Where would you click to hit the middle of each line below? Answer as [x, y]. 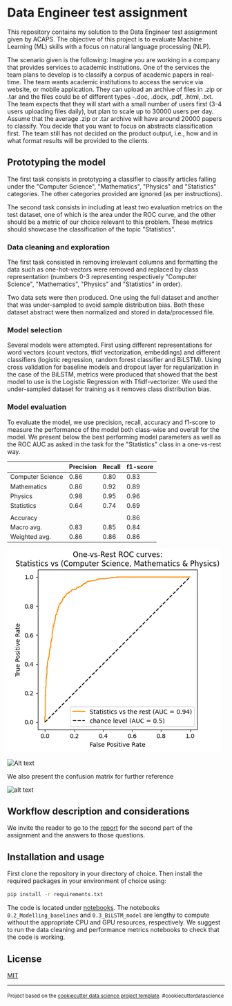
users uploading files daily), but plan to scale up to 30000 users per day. [110, 111]
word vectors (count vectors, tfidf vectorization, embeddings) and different [114, 352]
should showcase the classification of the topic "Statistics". [91, 229]
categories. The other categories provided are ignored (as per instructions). [115, 193]
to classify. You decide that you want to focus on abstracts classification [110, 126]
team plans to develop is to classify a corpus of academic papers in [103, 75]
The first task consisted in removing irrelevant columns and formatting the [113, 262]
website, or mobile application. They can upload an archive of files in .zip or [115, 89]
